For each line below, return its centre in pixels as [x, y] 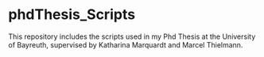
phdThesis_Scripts [72, 15]
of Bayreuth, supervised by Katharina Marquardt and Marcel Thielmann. [126, 44]
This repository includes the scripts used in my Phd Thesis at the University [132, 36]
